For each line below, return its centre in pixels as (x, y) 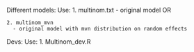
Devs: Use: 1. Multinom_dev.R (49, 42)
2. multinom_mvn (30, 23)
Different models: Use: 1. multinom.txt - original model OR (89, 10)
